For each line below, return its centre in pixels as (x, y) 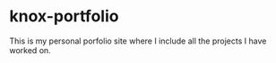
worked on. (30, 50)
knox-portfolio (64, 16)
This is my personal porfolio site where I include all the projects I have (138, 41)
